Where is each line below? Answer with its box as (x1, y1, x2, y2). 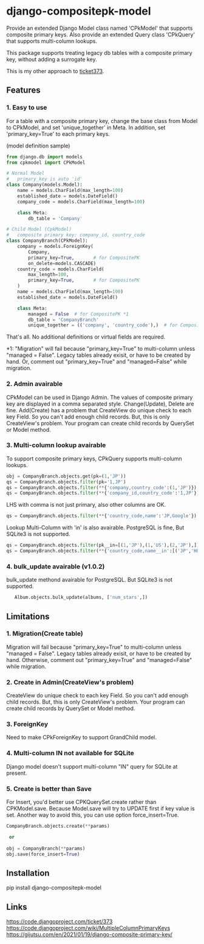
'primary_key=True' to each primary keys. (6, 130, 110, 138)
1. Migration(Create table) (6, 629, 83, 638)
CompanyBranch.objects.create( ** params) (6, 823, 110, 830)
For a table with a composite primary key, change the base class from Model (6, 117, 198, 124)
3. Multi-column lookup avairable (6, 441, 106, 449)
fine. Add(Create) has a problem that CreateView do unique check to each (6, 406, 192, 414)
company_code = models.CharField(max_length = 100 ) (17, 199, 146, 205)
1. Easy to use (6, 104, 47, 112)
